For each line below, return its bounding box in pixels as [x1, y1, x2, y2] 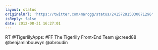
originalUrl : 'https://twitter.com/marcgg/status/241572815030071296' [5, 12, 154, 17]
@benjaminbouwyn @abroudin [5, 40, 68, 46]
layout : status [5, 7, 37, 12]
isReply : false [5, 16, 37, 21]
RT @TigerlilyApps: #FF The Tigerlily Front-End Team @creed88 [5, 34, 137, 40]
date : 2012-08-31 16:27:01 [5, 21, 61, 26]
